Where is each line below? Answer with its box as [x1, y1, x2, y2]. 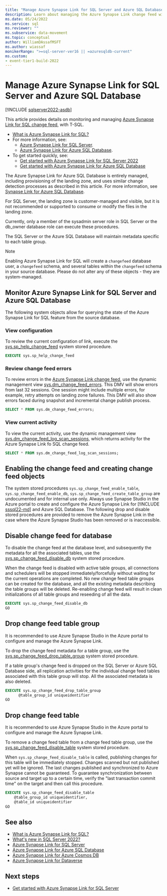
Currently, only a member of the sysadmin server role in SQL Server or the [5, 219, 158, 225]
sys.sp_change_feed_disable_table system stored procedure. [5, 745, 130, 751]
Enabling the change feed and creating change [5, 464, 153, 473]
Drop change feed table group [5, 620, 100, 628]
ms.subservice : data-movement [5, 30, 68, 35]
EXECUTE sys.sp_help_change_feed [5, 353, 75, 359]
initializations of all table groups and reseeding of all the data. [5, 591, 131, 598]
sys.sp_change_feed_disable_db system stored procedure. [5, 555, 125, 561]
